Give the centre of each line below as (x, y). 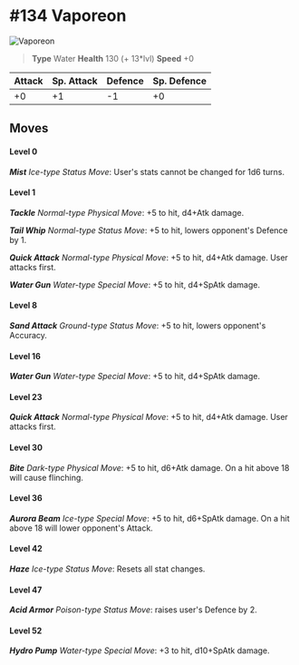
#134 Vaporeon (68, 16)
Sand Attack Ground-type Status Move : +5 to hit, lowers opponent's (138, 325)
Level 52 (26, 631)
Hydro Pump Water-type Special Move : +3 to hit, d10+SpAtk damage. (140, 650)
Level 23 (26, 396)
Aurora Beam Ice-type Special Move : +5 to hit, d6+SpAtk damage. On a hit (149, 518)
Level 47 (26, 590)
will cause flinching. (47, 477)
